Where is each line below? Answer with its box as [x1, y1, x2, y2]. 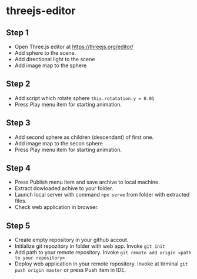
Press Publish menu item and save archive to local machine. [14, 178, 160, 186]
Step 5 [6, 221, 31, 231]
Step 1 [6, 28, 29, 38]
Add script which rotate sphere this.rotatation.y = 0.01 [14, 94, 155, 101]
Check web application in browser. [14, 204, 99, 211]
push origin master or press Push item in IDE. [14, 267, 126, 274]
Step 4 [6, 163, 31, 173]
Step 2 [6, 79, 31, 89]
